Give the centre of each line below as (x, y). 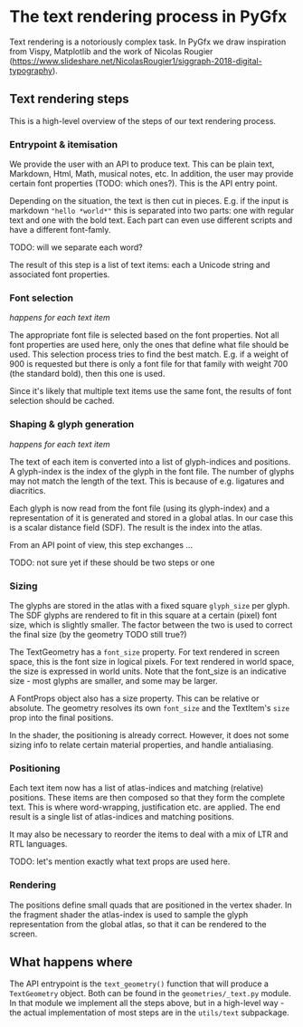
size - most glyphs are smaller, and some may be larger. (114, 680)
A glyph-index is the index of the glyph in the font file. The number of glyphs (152, 471)
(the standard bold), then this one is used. (87, 374)
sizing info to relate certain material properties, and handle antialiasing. (142, 744)
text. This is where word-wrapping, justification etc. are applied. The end (145, 807)
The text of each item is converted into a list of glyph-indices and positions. (150, 461)
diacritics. (28, 490)
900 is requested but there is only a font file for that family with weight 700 (149, 364)
